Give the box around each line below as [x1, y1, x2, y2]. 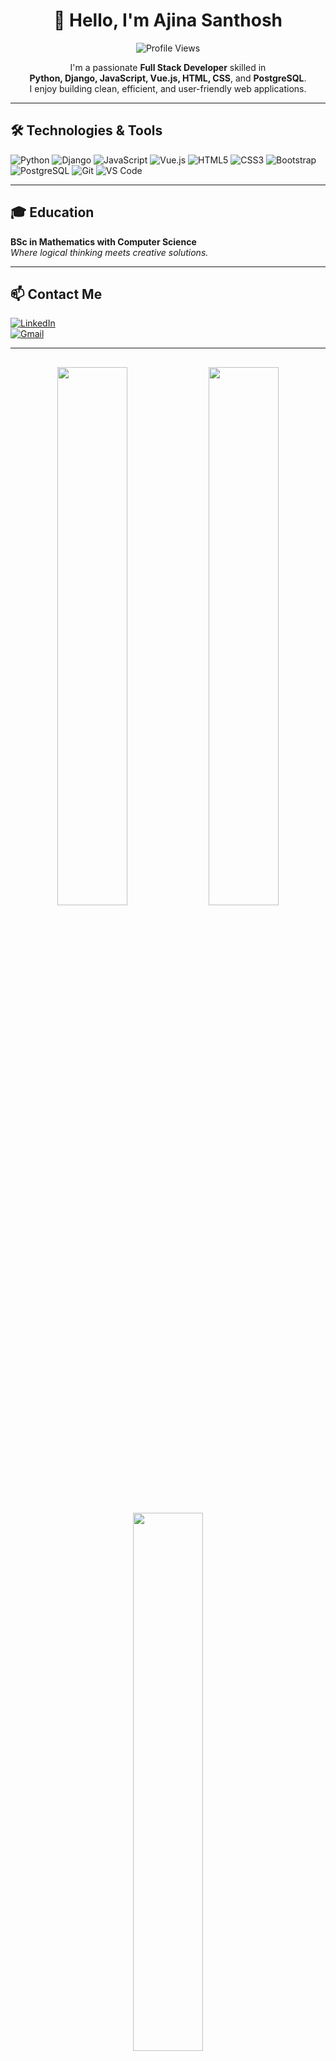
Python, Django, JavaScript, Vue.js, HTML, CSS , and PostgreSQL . [29, 72, 307, 84]
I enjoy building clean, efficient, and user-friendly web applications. [29, 82, 307, 94]
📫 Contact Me [10, 285, 103, 303]
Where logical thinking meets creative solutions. [10, 246, 209, 258]
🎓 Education [10, 204, 95, 221]
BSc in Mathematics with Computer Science [10, 235, 197, 248]
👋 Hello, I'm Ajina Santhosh [53, 9, 283, 32]
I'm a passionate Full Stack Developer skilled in [69, 61, 267, 73]
